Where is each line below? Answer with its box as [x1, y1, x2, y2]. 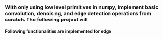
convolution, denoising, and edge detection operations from [5, 10, 151, 17]
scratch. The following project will [5, 16, 88, 23]
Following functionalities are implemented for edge [5, 28, 111, 34]
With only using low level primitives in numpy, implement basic [5, 4, 159, 11]
